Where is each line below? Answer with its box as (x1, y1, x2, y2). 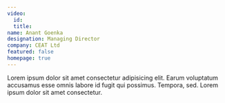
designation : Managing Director (7, 36, 100, 43)
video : (7, 10, 26, 17)
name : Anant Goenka (7, 29, 63, 36)
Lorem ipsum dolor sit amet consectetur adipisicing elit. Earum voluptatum (7, 73, 219, 82)
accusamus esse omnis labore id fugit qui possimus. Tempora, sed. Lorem (7, 80, 219, 89)
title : (13, 23, 32, 30)
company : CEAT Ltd (7, 42, 60, 49)
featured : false (7, 49, 54, 56)
